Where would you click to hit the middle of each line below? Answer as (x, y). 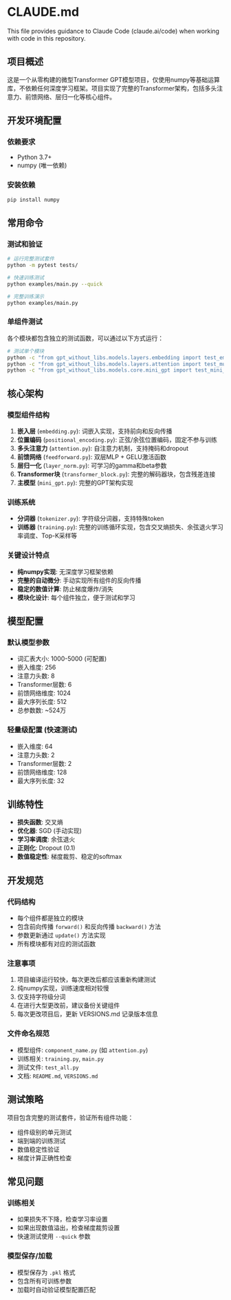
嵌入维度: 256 (36, 668)
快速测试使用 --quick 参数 (54, 1237)
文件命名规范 (29, 1034)
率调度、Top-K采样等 (47, 536)
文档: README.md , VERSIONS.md (57, 1076)
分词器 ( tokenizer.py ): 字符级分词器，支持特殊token (90, 519)
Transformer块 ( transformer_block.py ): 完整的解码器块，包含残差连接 (116, 474)
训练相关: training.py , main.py (60, 1058)
